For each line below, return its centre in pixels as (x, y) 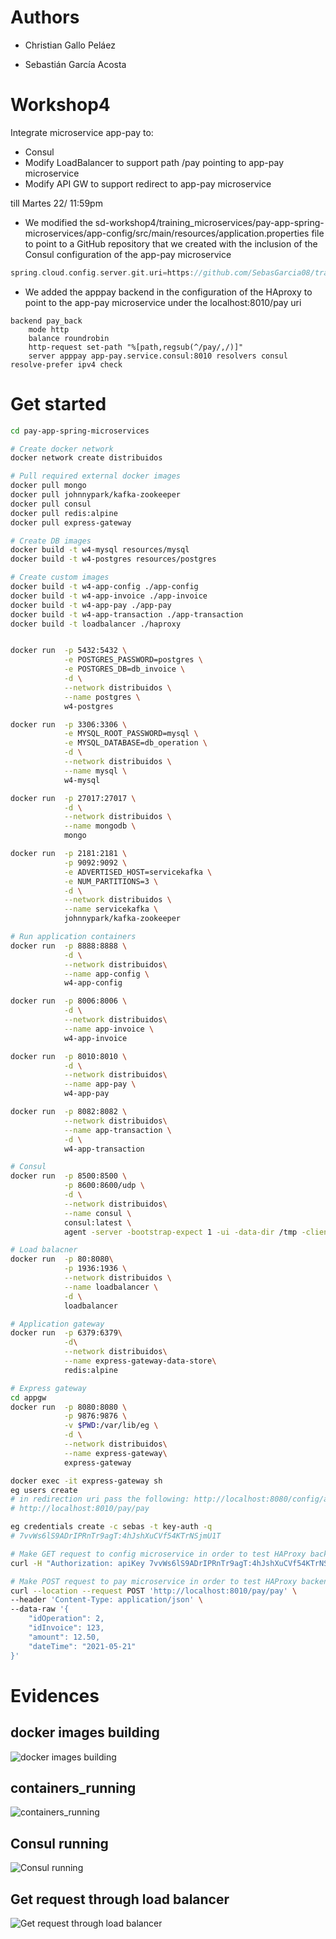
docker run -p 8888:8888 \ (69, 946)
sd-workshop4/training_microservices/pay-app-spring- (209, 222)
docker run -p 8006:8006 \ (69, 1001)
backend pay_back (46, 321)
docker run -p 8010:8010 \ (69, 1056)
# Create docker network (62, 449)
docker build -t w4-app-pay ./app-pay (91, 605)
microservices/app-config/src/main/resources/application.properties (167, 233)
